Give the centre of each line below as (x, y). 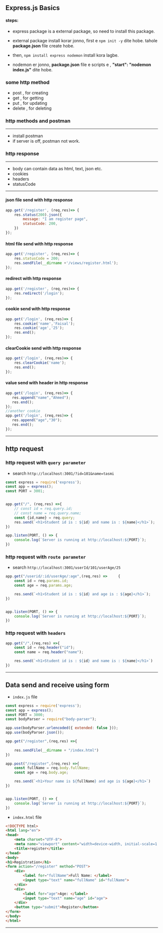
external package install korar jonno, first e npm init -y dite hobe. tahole (85, 40)
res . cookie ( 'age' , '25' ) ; (39, 328)
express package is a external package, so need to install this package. (84, 31)
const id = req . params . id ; (41, 581)
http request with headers (36, 633)
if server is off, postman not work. (46, 141)
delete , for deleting (32, 108)
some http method (28, 82)
